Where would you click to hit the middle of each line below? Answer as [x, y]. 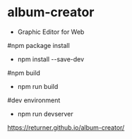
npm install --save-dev [51, 59]
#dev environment [34, 100]
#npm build [24, 73]
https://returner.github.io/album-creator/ [66, 127]
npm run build [38, 86]
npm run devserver [45, 114]
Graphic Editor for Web [51, 32]
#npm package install [39, 45]
